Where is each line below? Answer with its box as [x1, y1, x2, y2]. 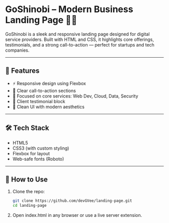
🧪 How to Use [5, 175, 48, 184]
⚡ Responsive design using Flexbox [12, 80, 87, 86]
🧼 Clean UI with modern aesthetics [12, 104, 84, 110]
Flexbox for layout [12, 150, 50, 156]
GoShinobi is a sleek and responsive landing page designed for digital [5, 31, 150, 37]
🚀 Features [5, 67, 40, 75]
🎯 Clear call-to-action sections [12, 87, 76, 94]
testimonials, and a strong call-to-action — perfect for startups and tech [5, 41, 155, 48]
